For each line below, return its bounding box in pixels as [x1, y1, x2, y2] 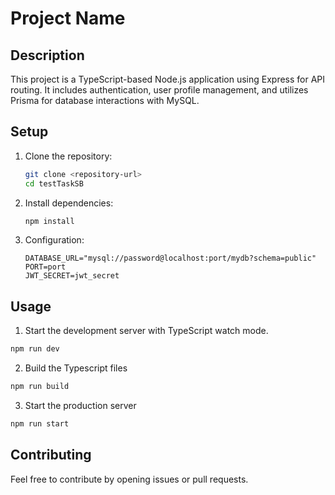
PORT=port [24, 262, 67, 272]
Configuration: [24, 234, 85, 246]
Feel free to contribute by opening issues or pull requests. [10, 473, 249, 485]
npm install [24, 216, 75, 226]
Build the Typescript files [24, 362, 128, 374]
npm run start [10, 419, 70, 429]
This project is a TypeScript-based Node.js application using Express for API [10, 73, 326, 85]
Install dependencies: [24, 197, 114, 209]
